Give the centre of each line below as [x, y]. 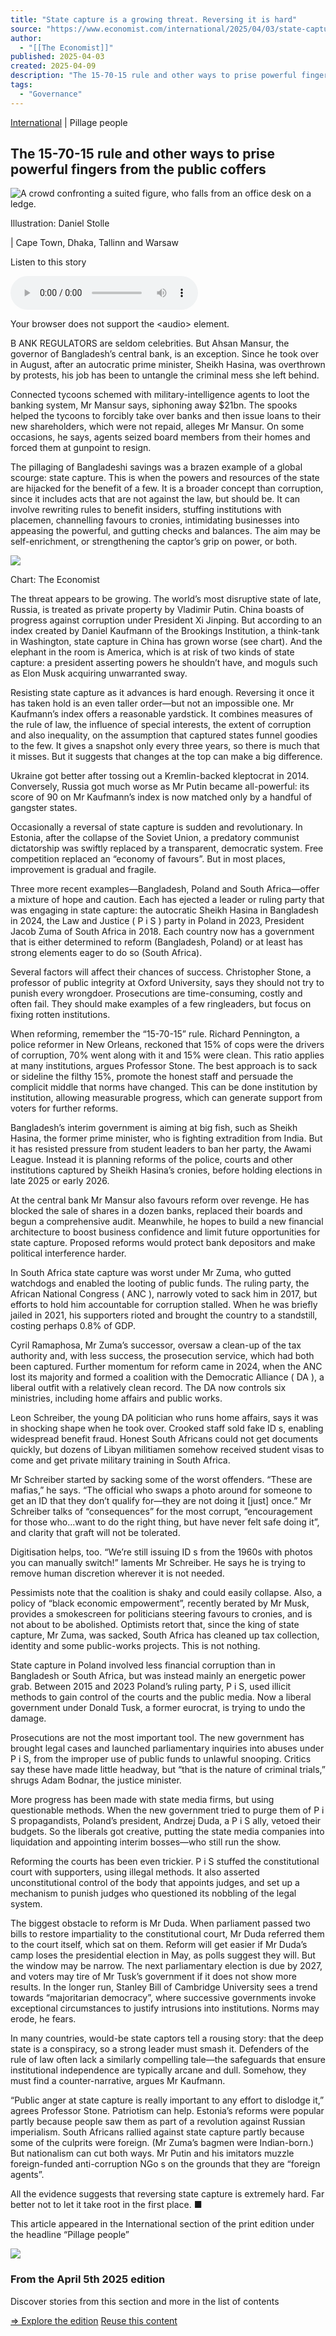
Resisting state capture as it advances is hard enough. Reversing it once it [162, 693]
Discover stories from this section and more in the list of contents [145, 2301]
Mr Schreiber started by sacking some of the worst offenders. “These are [161, 1480]
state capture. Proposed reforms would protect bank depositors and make [163, 1243]
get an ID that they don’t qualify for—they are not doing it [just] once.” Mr [161, 1501]
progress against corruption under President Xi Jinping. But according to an [166, 620]
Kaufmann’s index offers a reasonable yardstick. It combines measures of [161, 714]
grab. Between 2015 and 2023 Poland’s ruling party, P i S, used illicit [151, 1687]
